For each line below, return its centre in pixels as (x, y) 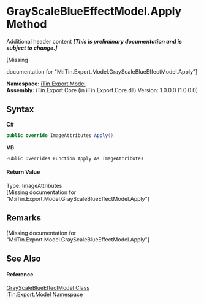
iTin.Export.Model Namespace (45, 294)
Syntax (20, 110)
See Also (24, 259)
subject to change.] (32, 48)
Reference (20, 274)
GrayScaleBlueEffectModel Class (48, 288)
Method (27, 24)
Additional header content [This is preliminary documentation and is (94, 41)
